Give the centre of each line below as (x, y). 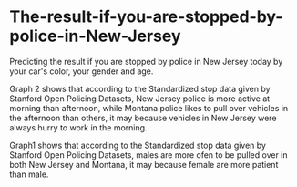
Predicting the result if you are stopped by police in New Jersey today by (146, 61)
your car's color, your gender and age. (82, 71)
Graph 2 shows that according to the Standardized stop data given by (140, 88)
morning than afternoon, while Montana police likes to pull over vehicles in (149, 108)
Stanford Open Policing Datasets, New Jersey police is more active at (140, 99)
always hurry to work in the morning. (78, 127)
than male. (29, 174)
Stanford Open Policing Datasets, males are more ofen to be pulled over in (149, 155)
